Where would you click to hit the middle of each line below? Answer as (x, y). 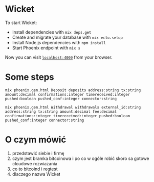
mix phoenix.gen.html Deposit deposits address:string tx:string (73, 90)
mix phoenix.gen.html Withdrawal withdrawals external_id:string (73, 107)
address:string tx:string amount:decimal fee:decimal (61, 111)
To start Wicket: (21, 23)
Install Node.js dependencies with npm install (59, 42)
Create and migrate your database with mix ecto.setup (67, 37)
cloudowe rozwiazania (35, 163)
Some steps (30, 77)
